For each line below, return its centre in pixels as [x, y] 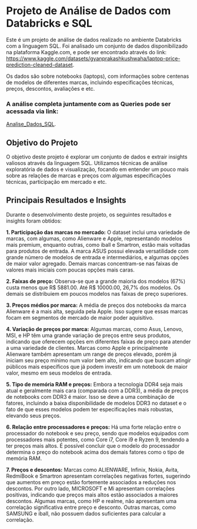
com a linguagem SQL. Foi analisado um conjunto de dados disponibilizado [97, 46]
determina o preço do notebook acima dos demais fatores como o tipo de [95, 452]
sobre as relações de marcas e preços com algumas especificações [89, 176]
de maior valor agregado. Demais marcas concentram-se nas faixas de [92, 263]
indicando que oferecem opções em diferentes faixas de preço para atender [98, 341]
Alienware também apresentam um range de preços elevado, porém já [91, 354]
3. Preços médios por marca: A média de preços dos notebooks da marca [96, 305]
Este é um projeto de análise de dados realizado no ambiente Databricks [94, 39]
